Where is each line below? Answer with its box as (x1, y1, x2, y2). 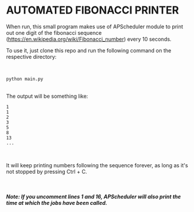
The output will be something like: (6, 92, 88, 100)
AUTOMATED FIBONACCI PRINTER (6, 4, 179, 17)
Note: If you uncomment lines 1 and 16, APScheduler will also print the (6, 193, 181, 200)
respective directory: (6, 53, 57, 60)
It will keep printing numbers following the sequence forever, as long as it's (6, 161, 189, 168)
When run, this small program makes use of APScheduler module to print (6, 23, 183, 30)
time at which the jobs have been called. (6, 199, 107, 206)
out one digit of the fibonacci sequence (6, 29, 102, 36)
